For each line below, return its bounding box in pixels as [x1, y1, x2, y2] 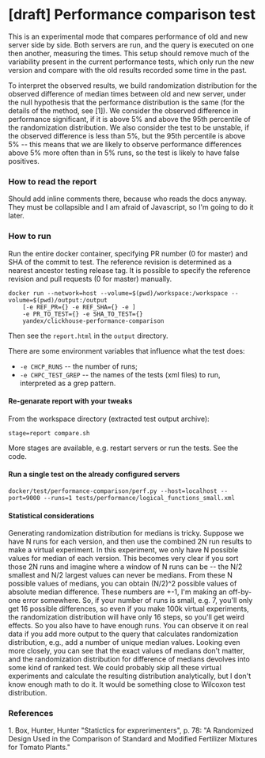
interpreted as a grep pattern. [19, 378, 116, 388]
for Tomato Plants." [8, 742, 71, 752]
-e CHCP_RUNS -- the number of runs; [19, 362, 138, 371]
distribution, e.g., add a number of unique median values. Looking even [8, 638, 240, 647]
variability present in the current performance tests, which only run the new [8, 57, 255, 66]
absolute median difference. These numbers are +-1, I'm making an [8, 587, 227, 597]
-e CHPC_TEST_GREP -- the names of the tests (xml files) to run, [19, 370, 221, 379]
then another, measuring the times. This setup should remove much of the [8, 48, 250, 58]
